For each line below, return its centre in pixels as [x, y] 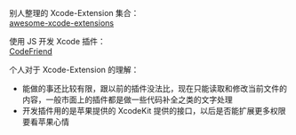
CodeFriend [31, 51]
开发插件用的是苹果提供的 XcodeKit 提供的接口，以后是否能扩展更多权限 [154, 111]
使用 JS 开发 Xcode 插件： [58, 41]
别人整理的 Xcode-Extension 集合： [74, 13]
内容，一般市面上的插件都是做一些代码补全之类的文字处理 [127, 99]
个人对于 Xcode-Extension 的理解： [74, 70]
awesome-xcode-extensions [61, 23]
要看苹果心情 [45, 122]
